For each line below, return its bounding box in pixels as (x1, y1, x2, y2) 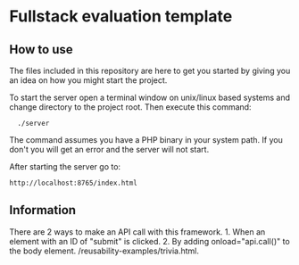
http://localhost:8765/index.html (9, 178, 138, 187)
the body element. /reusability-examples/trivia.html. (9, 245, 199, 256)
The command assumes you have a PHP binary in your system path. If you (9, 135, 283, 145)
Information (9, 203, 77, 218)
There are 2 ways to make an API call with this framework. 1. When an (9, 226, 266, 237)
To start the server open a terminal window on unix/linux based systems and (9, 92, 291, 103)
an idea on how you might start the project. (9, 75, 168, 86)
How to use (9, 42, 73, 57)
